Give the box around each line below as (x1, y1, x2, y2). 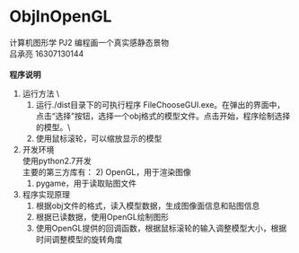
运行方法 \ (22, 88, 60, 99)
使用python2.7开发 (22, 155, 92, 166)
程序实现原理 (22, 188, 70, 199)
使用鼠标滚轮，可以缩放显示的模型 (35, 133, 163, 144)
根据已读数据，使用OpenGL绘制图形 (35, 211, 169, 222)
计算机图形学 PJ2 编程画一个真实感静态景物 (9, 37, 169, 48)
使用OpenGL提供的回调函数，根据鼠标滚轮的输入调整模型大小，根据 (35, 222, 287, 233)
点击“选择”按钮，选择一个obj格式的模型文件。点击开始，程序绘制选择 (35, 110, 291, 121)
